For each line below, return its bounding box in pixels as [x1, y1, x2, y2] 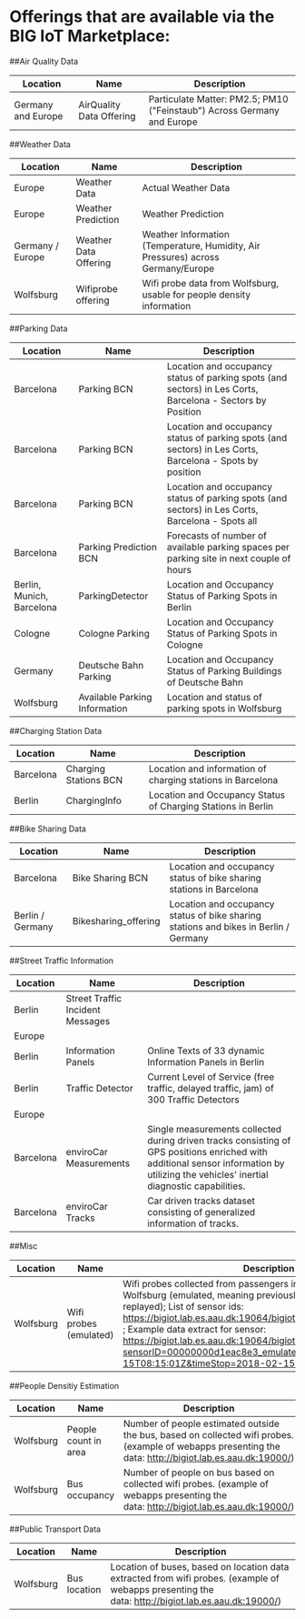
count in [66, 1434, 102, 1447]
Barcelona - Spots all [166, 514, 258, 527]
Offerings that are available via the [9, 6, 275, 27]
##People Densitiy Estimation [9, 1380, 120, 1391]
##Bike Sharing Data [9, 823, 86, 834]
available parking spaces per [166, 540, 290, 553]
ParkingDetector [78, 589, 149, 602]
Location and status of [166, 690, 263, 703]
